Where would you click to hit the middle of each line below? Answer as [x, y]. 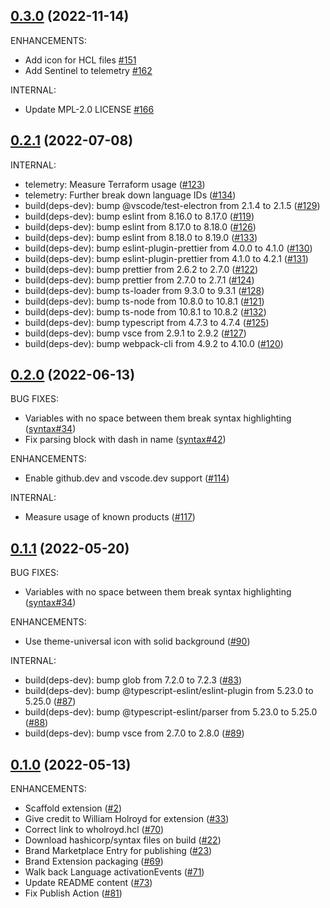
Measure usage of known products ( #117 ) [110, 517]
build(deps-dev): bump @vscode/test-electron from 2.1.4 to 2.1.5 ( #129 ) [172, 205]
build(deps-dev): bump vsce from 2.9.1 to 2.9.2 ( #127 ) [135, 333]
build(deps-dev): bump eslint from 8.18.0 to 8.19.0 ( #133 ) [141, 237]
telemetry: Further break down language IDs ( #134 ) [130, 195]
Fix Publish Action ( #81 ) [73, 893]
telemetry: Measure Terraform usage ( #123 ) [115, 184]
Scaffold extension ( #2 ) [73, 808]
